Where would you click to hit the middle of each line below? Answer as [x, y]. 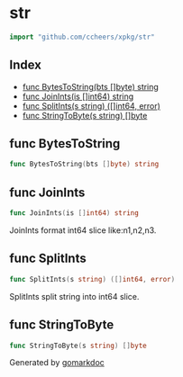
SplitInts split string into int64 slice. [74, 296]
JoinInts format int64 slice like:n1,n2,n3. [83, 230]
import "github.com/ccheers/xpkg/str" [82, 37]
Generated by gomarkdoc [57, 363]
